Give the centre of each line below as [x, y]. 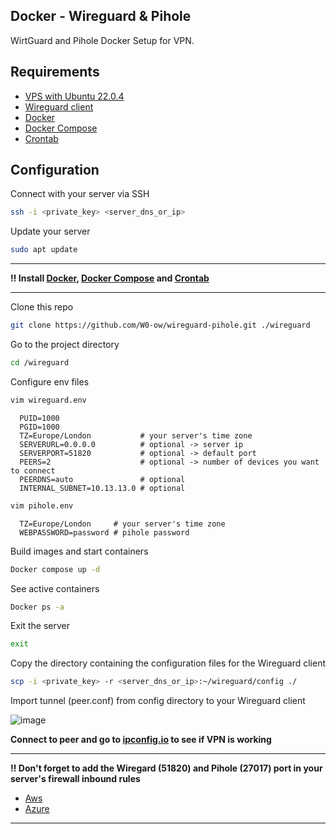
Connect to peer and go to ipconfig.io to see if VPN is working [141, 740]
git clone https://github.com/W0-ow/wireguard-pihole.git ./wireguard [160, 325]
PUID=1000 [39, 418]
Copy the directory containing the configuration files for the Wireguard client [168, 663]
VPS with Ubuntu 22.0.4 [74, 96]
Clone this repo [42, 307]
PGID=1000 [39, 427]
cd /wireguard [40, 363]
